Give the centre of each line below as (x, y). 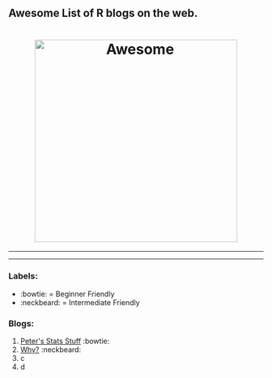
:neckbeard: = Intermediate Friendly (80, 302)
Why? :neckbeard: (51, 349)
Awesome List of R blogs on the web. (103, 13)
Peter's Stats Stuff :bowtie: (65, 341)
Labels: (23, 276)
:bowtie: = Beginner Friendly (67, 294)
